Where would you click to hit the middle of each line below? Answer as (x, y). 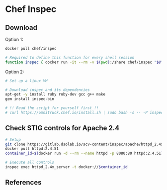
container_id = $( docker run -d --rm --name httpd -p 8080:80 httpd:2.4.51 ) (84, 153)
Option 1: (14, 39)
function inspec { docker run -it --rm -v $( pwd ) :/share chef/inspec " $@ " (84, 62)
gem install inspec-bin (30, 99)
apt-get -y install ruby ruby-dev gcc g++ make (55, 95)
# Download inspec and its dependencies (48, 90)
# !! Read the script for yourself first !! (52, 108)
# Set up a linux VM (27, 81)
